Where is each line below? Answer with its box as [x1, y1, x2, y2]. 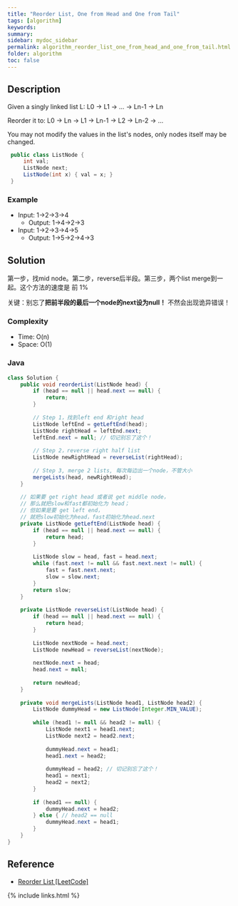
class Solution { [7, 374, 59, 382]
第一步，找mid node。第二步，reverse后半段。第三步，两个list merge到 [7, 274, 217, 283]
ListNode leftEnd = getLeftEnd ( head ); [33, 420, 148, 428]
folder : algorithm [7, 51, 62, 58]
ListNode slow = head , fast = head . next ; [33, 554, 158, 561]
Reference [7, 858, 55, 870]
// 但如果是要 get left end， [20, 507, 103, 514]
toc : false [7, 57, 40, 64]
